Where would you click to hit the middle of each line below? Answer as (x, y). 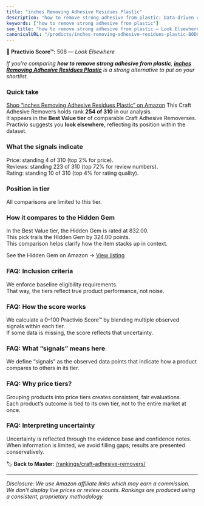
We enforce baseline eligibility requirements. (62, 284)
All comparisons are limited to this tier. (54, 202)
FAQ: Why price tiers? (39, 384)
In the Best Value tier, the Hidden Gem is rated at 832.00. (77, 231)
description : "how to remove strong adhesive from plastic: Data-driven (100, 18)
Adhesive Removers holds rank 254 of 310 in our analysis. (79, 112)
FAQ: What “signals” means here (56, 348)
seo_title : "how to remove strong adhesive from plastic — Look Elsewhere (103, 29)
